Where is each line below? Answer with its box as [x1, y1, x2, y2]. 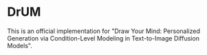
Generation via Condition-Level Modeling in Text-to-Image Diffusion [7, 34, 199, 42]
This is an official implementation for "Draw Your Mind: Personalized [7, 27, 201, 35]
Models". [7, 41, 32, 49]
